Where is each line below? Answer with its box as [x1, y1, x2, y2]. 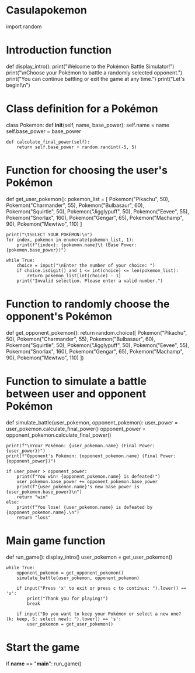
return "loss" [16, 514, 51, 521]
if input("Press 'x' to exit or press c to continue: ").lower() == [16, 585, 187, 591]
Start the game [6, 640, 80, 654]
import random [6, 23, 42, 30]
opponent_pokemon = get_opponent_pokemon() [16, 570, 124, 576]
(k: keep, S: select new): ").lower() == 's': [6, 616, 121, 622]
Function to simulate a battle [6, 375, 147, 388]
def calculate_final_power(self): [6, 139, 90, 145]
